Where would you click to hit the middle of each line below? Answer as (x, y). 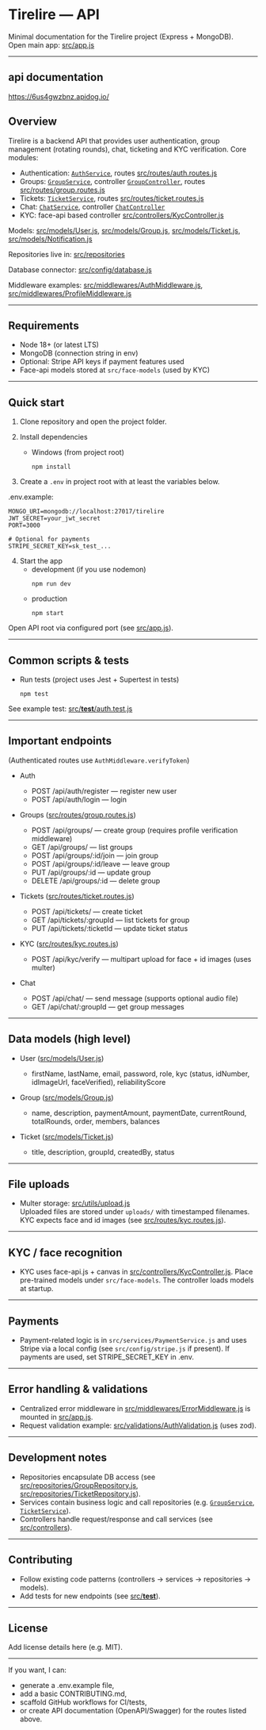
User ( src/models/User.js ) (62, 1058)
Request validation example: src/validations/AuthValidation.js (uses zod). (138, 1425)
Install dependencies (54, 437)
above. (31, 1719)
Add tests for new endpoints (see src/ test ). (90, 1596)
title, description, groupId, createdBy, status (103, 1151)
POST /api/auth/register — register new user (104, 790)
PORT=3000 (25, 525)
